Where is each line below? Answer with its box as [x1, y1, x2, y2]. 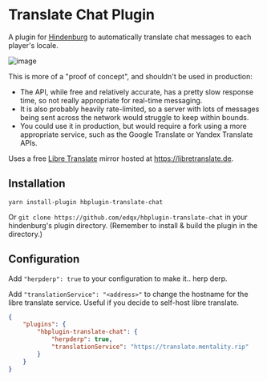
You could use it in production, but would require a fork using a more [19, 121, 247, 130]
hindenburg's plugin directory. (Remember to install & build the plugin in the [8, 220, 258, 230]
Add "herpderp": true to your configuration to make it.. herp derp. [8, 274, 228, 283]
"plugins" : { [22, 320, 67, 329]
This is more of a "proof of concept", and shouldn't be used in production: [8, 71, 253, 81]
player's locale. [8, 40, 59, 50]
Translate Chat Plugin [8, 6, 155, 24]
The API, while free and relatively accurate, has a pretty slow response [19, 86, 254, 97]
